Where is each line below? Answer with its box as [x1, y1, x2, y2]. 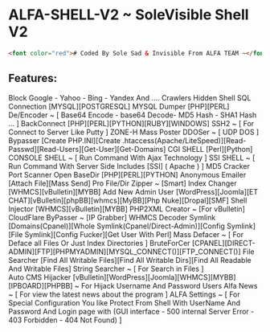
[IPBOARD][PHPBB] [8, 281, 73, 290]
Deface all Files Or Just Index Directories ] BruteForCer [8, 238, 190, 248]
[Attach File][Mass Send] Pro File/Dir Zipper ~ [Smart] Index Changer [8, 178, 237, 188]
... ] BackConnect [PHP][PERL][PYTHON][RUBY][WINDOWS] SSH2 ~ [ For [8, 118, 255, 128]
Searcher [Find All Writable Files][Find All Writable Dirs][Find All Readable [8, 255, 252, 264]
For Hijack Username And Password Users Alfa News [81, 281, 258, 290]
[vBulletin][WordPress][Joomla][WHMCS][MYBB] [72, 272, 236, 282]
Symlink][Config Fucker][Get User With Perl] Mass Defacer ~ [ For [24, 229, 243, 239]
